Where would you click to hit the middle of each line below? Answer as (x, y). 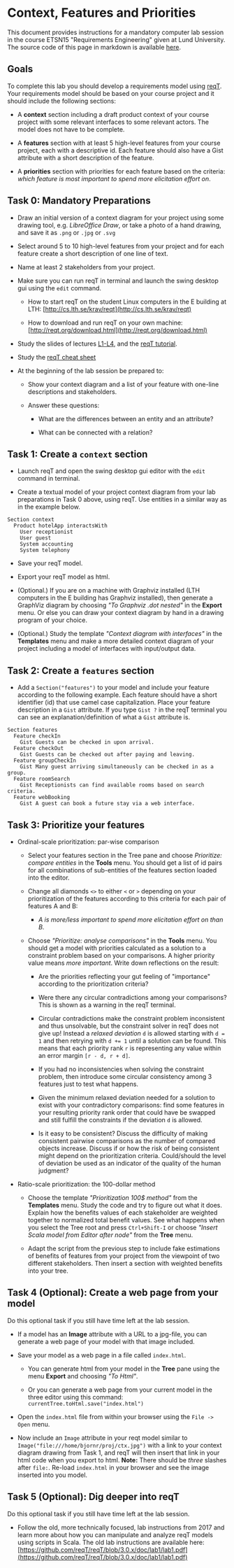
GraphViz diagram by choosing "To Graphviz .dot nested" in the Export (119, 605)
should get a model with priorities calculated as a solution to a (117, 948)
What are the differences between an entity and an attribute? (126, 418)
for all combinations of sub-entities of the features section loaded (122, 870)
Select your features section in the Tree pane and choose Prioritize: (125, 855)
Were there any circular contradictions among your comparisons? (132, 997)
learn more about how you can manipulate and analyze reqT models (115, 1534)
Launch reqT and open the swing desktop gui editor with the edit (111, 471)
